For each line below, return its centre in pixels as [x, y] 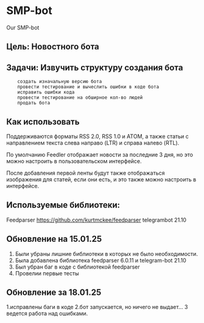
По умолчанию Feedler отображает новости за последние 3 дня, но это [100, 154]
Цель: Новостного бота [53, 47]
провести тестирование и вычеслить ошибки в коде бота [88, 87]
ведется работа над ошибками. [47, 314]
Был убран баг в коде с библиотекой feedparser [77, 267]
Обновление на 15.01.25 [54, 239]
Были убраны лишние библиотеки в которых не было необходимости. [106, 253]
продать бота [34, 103]
